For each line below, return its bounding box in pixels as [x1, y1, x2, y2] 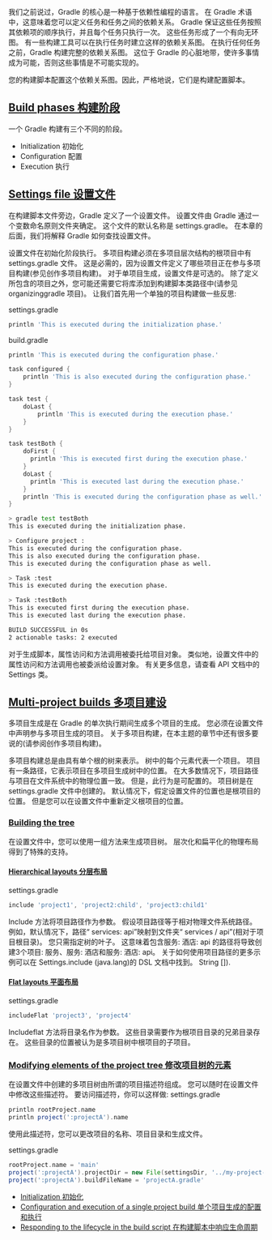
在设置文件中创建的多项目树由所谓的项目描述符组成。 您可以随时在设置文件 [8, 1080, 259, 1089]
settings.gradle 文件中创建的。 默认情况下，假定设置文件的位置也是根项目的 [8, 786, 261, 796]
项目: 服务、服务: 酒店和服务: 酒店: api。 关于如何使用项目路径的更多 [27, 947, 254, 956]
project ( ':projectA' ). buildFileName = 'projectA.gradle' [8, 1176, 205, 1184]
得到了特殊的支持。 [8, 846, 73, 857]
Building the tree [8, 817, 75, 828]
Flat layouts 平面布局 [8, 977, 79, 987]
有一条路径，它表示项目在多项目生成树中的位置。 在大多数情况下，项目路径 [8, 766, 259, 776]
